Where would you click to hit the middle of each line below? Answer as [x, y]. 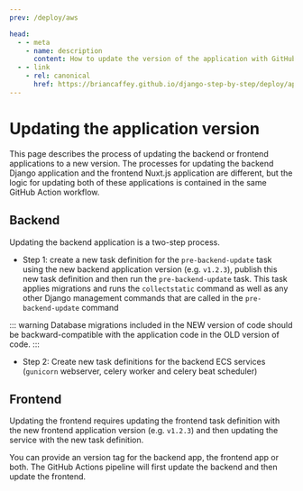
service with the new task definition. [77, 440]
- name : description [64, 50]
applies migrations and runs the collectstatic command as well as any [155, 288]
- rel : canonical [58, 76]
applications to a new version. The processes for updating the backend [142, 163]
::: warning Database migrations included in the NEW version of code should [151, 324]
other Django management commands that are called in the [133, 297]
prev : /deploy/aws [44, 18]
